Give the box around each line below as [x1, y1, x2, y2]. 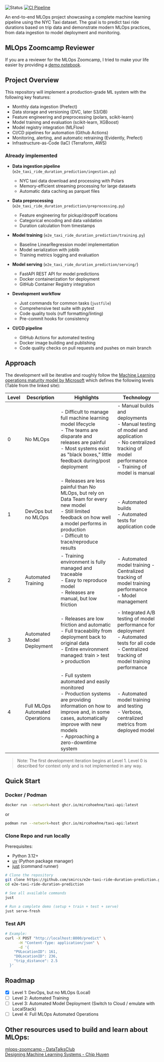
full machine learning [60, 414, 109, 421]
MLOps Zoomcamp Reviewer [5, 44, 95, 52]
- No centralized [117, 439, 156, 446]
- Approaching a [60, 733, 99, 739]
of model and [117, 427, 148, 433]
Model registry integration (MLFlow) [12, 124, 84, 130]
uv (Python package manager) [12, 858, 74, 864]
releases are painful [60, 439, 106, 446]
